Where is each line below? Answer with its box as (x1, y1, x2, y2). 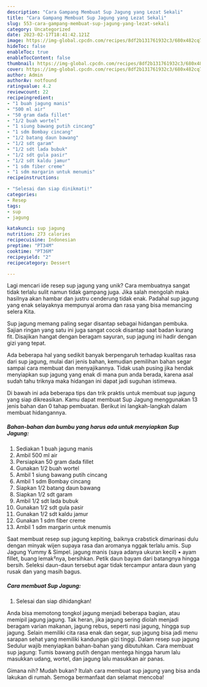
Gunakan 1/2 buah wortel (15, 465, 79, 472)
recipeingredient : (7, 95, 54, 101)
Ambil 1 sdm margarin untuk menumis (15, 524, 111, 531)
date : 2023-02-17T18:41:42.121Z (7, 32, 90, 38)
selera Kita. (7, 308, 36, 315)
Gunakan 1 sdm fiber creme (15, 517, 86, 524)
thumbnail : (7, 60, 35, 66)
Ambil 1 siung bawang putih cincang (15, 471, 107, 479)
